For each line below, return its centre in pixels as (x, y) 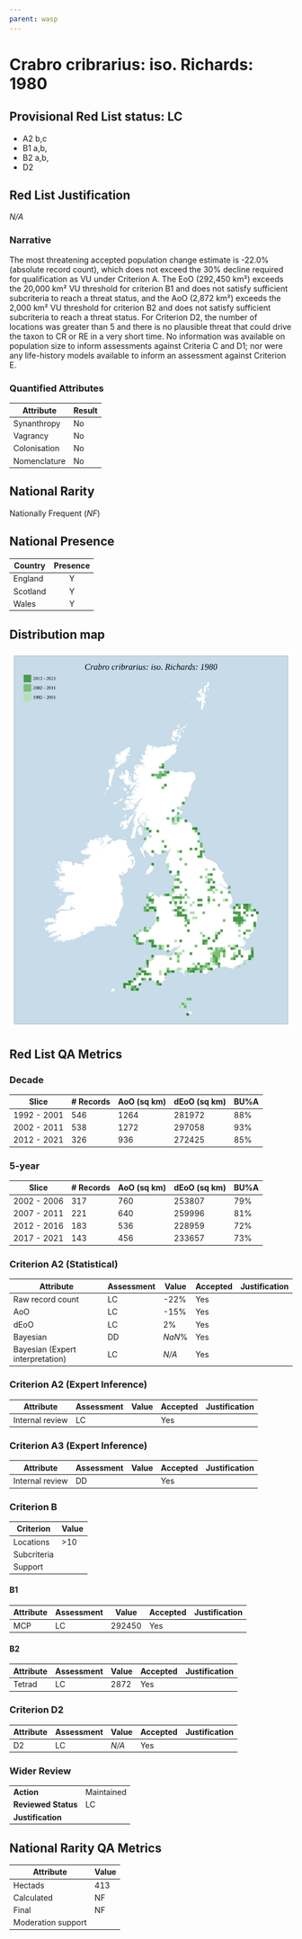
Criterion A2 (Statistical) (64, 1264)
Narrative (31, 240)
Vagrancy (31, 436)
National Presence (62, 542)
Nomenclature (39, 461)
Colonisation (36, 449)
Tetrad (25, 1685)
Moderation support (50, 1923)
